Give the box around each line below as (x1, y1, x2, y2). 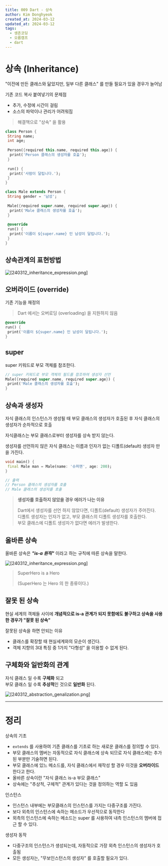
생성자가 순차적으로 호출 (5, 421, 52, 427)
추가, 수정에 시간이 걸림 (12, 102, 58, 108)
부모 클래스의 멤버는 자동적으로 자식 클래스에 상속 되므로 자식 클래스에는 (12, 750, 153, 756)
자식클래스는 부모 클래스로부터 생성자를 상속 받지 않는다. (5, 432, 115, 438)
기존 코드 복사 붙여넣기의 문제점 (5, 91, 67, 97)
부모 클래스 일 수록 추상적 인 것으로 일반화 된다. (5, 681, 96, 687)
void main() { (5, 459, 35, 464)
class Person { (5, 129, 37, 134)
